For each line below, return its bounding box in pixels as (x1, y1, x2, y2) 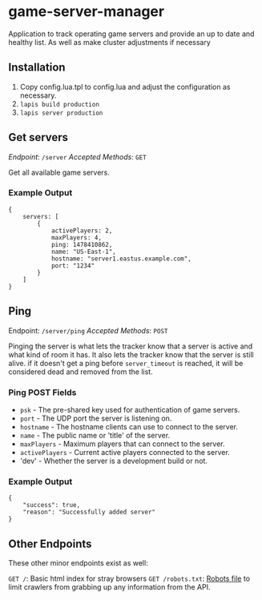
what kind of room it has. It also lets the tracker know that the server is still (8, 349, 254, 359)
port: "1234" (50, 261, 95, 270)
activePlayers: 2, (50, 227, 113, 235)
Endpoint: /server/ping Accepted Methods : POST (8, 325, 168, 335)
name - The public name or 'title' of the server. (19, 430, 171, 440)
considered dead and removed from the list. (8, 367, 154, 377)
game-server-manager (8, 2, 165, 21)
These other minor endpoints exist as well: (8, 558, 148, 568)
